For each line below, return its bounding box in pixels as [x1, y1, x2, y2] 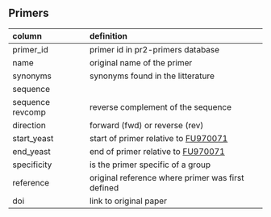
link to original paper [89, 195, 168, 207]
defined [89, 182, 119, 193]
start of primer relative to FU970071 [89, 132, 228, 144]
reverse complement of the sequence [89, 101, 232, 112]
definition [89, 30, 127, 41]
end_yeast [12, 145, 51, 156]
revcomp [12, 106, 46, 118]
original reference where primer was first [89, 172, 244, 183]
